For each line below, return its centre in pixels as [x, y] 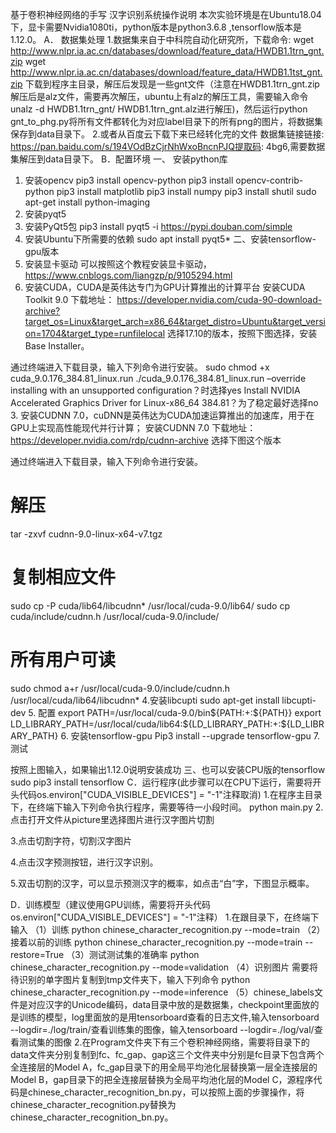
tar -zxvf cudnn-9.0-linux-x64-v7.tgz [86, 534]
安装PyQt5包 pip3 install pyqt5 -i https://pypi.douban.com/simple [158, 226]
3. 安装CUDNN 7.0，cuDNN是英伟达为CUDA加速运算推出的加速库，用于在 [162, 415]
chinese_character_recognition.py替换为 [93, 1104]
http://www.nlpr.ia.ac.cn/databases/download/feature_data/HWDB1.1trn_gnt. [167, 51]
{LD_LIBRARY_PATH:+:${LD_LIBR [256, 724]
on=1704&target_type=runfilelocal [95, 333]
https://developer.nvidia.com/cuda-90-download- [219, 299]
